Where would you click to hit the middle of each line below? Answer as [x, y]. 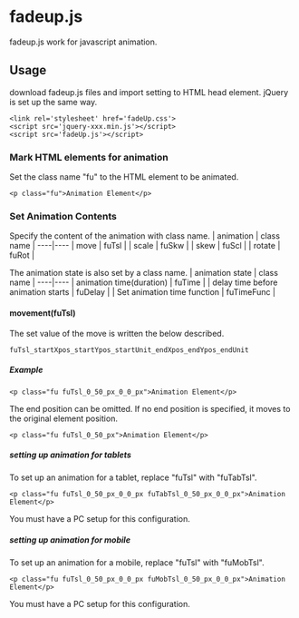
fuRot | [22, 255]
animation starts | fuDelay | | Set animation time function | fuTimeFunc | [143, 292]
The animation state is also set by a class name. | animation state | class [144, 273]
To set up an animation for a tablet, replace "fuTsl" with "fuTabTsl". [133, 477]
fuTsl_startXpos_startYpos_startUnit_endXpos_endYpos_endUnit [129, 350]
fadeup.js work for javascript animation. [83, 42]
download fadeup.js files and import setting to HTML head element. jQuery [149, 92]
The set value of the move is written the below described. [117, 333]
